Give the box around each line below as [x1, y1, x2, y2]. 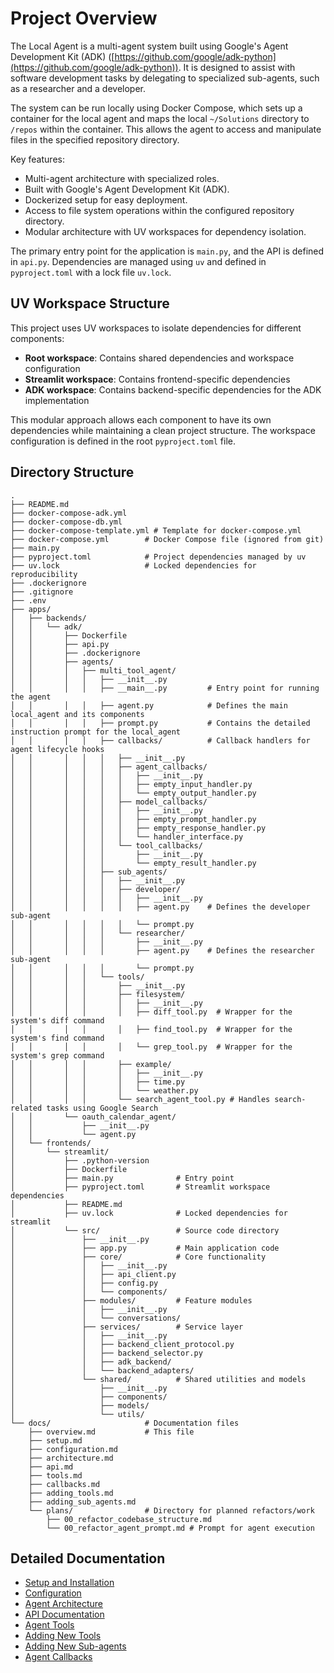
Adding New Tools [24, 1630, 102, 1642]
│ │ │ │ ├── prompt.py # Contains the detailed [10, 718, 311, 728]
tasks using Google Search [46, 1103, 159, 1113]
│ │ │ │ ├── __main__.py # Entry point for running [10, 683, 320, 693]
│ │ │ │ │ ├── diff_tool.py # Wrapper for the [10, 1007, 293, 1017]
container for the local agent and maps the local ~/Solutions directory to [10, 112, 310, 124]
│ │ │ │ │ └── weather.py [10, 1085, 199, 1096]
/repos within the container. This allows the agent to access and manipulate [10, 123, 322, 135]
